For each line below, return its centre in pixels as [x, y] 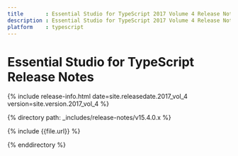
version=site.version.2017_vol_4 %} [58, 104]
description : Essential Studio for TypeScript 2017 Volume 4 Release [114, 20]
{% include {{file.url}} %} [44, 131]
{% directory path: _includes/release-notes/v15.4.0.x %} [89, 118]
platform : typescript [45, 27]
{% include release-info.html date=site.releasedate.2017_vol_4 [97, 97]
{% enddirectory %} [36, 145]
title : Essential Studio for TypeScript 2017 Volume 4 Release [114, 14]
